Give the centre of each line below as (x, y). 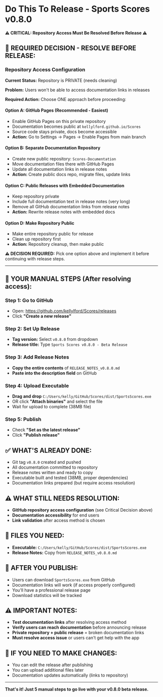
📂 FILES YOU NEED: (35, 536)
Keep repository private (36, 197)
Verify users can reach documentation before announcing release (79, 627)
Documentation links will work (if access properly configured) (74, 585)
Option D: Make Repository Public (40, 223)
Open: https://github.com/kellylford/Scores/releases (64, 311)
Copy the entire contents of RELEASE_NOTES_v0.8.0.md (66, 368)
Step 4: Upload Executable (37, 385)
